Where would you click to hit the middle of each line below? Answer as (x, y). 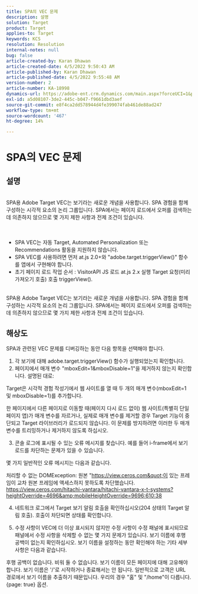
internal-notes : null (33, 50)
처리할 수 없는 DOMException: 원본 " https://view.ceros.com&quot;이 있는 (93, 475)
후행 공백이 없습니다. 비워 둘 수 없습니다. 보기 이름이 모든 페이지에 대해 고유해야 (97, 562)
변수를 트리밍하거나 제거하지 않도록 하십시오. (57, 430)
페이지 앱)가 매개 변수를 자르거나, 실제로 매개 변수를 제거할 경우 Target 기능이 (95, 415)
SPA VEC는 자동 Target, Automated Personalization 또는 (82, 242)
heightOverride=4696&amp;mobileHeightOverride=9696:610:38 (84, 495)
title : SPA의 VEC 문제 (32, 12)
